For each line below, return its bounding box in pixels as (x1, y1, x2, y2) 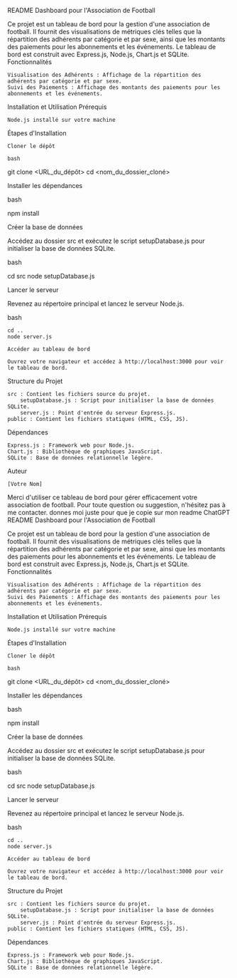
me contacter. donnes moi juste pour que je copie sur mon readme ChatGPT (7, 509, 231, 516)
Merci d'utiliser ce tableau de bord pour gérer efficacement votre (7, 493, 197, 501)
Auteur (7, 467, 28, 475)
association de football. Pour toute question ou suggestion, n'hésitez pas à (7, 501, 226, 509)
